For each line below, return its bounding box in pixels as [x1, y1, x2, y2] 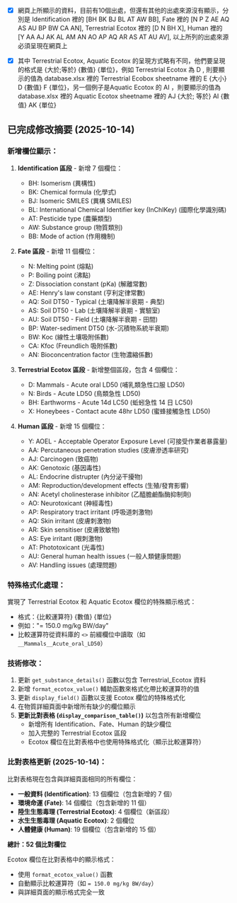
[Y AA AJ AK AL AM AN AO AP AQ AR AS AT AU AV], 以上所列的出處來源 [17, 33, 229, 41]
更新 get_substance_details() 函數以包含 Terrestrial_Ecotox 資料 [17, 676, 207, 684]
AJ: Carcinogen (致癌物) [28, 455, 99, 463]
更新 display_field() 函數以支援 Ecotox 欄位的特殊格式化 [17, 694, 185, 702]
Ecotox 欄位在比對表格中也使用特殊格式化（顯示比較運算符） [28, 738, 205, 746]
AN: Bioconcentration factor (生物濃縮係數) [28, 350, 154, 359]
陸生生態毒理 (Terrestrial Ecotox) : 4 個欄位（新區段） [17, 807, 174, 815]
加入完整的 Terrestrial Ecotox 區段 [28, 729, 127, 738]
